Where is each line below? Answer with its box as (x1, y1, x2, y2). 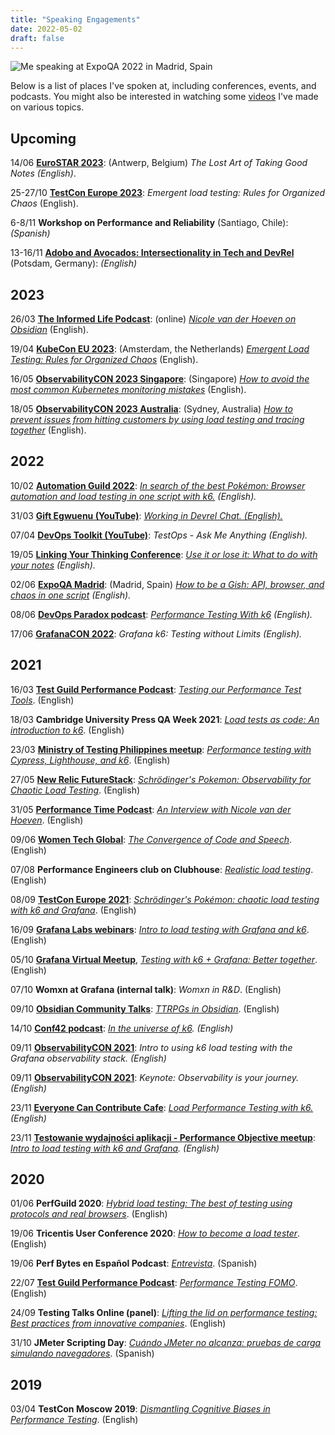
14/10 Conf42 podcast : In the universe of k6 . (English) (10, 1022, 234, 1034)
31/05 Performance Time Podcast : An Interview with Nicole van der (10, 803, 292, 815)
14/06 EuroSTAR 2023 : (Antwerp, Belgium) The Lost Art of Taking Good (10, 157, 308, 169)
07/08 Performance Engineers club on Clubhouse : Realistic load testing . (10, 863, 314, 875)
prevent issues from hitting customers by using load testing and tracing (10, 414, 305, 425)
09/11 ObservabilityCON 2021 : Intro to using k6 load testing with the (10, 1041, 293, 1053)
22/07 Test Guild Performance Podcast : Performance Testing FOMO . (10, 1277, 298, 1289)
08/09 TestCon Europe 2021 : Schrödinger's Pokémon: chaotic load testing (10, 893, 320, 905)
